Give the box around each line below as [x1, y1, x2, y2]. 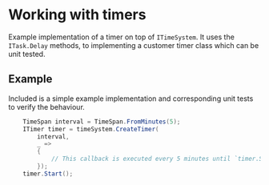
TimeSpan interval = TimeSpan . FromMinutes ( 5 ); [22, 118, 181, 126]
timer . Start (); [22, 170, 74, 178]
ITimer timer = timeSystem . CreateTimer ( [22, 125, 159, 133]
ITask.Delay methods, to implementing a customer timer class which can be [8, 40, 259, 50]
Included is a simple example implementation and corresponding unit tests [8, 94, 254, 103]
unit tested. [8, 49, 46, 58]
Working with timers [8, 6, 147, 24]
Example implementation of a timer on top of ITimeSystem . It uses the [8, 32, 235, 42]
